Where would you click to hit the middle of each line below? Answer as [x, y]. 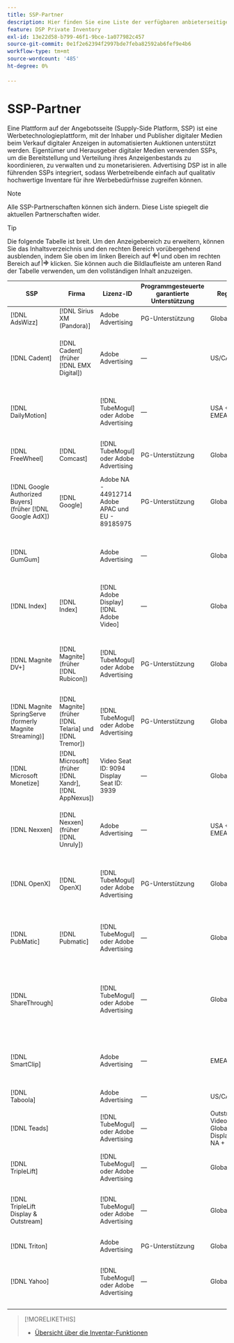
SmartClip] [26, 1065]
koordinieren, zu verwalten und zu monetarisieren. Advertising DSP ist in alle [117, 165]
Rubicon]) [73, 678]
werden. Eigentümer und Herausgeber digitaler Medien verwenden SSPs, [112, 150]
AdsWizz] [24, 322]
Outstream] [26, 1221]
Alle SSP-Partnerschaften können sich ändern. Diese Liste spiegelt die [108, 207]
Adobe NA [115, 479]
